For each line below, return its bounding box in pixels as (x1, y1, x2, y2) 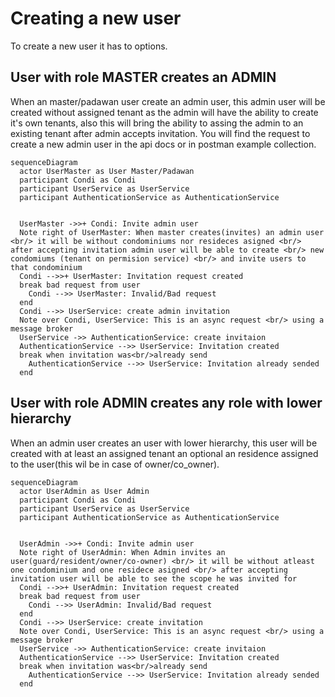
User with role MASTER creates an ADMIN (10, 69, 277, 86)
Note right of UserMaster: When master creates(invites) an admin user (19, 227, 325, 237)
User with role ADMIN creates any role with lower (10, 395, 323, 412)
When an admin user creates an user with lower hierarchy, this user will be (10, 437, 318, 449)
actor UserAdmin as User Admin (19, 486, 150, 496)
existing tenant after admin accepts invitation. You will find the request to (10, 127, 311, 139)
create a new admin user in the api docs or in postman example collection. (10, 138, 317, 150)
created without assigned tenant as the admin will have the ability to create (10, 106, 319, 118)
